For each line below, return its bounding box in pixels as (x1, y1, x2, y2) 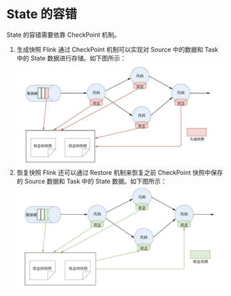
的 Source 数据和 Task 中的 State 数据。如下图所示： (16, 177, 167, 185)
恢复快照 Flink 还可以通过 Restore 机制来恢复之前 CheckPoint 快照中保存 (16, 168, 223, 177)
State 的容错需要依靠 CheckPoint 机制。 (6, 31, 121, 39)
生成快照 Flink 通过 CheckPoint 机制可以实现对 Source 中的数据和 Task (16, 45, 219, 53)
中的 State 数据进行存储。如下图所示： (16, 53, 126, 62)
